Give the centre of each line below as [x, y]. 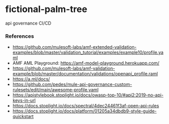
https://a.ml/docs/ [31, 79]
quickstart [23, 116]
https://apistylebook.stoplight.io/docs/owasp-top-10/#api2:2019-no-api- [88, 95]
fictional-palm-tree [46, 9]
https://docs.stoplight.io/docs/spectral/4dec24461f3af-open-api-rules [86, 106]
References [20, 36]
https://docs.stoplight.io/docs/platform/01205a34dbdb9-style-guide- [84, 111]
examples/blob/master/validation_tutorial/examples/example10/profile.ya [88, 52]
